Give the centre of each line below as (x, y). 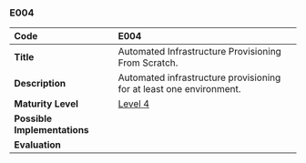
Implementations (51, 130)
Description (40, 84)
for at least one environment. (179, 89)
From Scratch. (148, 63)
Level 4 (134, 104)
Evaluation (37, 145)
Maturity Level (46, 104)
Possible (33, 118)
